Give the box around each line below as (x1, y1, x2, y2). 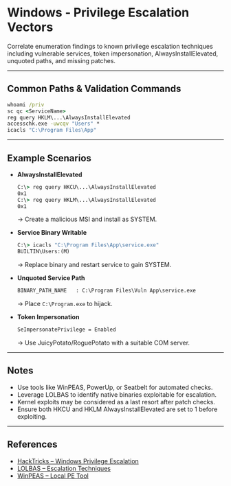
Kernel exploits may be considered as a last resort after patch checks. (16, 397, 215, 406)
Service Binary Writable (16, 229, 87, 237)
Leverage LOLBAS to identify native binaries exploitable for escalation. (16, 390, 217, 399)
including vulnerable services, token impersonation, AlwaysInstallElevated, (7, 49, 219, 58)
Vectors (7, 19, 54, 35)
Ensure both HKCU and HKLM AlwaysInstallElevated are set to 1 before (16, 405, 218, 413)
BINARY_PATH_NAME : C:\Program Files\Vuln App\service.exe (16, 287, 197, 294)
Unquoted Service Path (16, 274, 85, 282)
